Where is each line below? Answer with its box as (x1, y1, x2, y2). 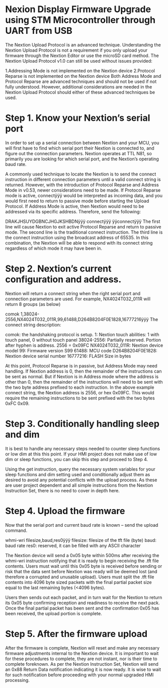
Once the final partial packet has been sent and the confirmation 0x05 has (5, 605, 159, 611)
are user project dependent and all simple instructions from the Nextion (5, 482, 153, 488)
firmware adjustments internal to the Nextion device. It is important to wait (5, 650, 159, 656)
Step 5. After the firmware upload (5, 628, 147, 639)
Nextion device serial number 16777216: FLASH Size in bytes (5, 353, 131, 359)
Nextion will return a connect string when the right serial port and (5, 290, 141, 296)
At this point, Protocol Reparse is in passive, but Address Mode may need (5, 362, 157, 369)
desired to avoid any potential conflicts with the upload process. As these (5, 477, 157, 483)
